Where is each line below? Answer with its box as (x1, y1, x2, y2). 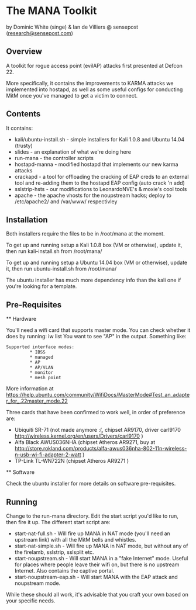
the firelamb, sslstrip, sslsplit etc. (14, 549, 95, 556)
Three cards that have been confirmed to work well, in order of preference (6, 409, 185, 416)
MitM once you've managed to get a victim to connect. (6, 92, 138, 99)
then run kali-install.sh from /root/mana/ (6, 248, 102, 255)
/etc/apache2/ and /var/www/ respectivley (14, 197, 118, 205)
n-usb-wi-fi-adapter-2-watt (14, 451, 82, 458)
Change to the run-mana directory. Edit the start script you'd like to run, (6, 512, 178, 519)
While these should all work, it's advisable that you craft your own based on (6, 591, 188, 598)
